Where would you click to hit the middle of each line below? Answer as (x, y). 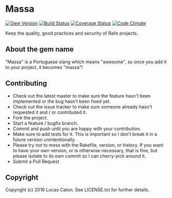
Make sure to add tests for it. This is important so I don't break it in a (85, 134)
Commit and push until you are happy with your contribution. (77, 129)
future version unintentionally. (44, 139)
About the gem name (40, 49)
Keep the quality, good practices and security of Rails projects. (72, 33)
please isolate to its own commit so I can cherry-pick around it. (79, 156)
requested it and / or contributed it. (50, 112)
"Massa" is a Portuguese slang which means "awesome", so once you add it (86, 62)
